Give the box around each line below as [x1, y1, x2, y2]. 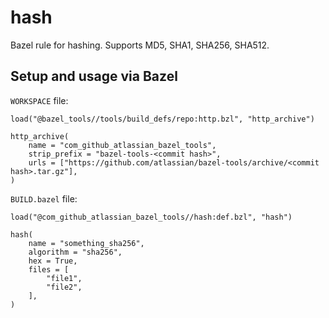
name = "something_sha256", [28, 238, 145, 248]
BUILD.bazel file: [10, 192, 78, 205]
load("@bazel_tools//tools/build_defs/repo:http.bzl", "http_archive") [10, 114, 315, 124]
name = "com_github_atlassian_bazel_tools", [28, 140, 217, 150]
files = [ [28, 264, 70, 275]
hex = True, [28, 256, 78, 266]
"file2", [46, 282, 83, 292]
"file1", [46, 273, 83, 283]
